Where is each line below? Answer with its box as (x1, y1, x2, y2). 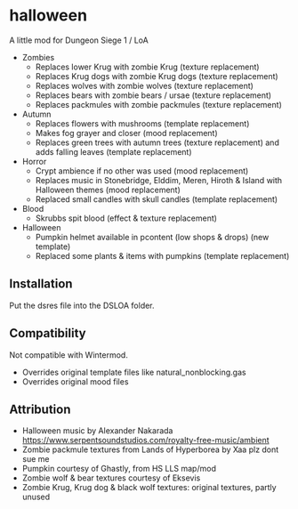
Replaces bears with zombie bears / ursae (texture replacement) (35, 90, 272, 101)
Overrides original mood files (21, 376, 129, 387)
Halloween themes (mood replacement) (35, 184, 181, 195)
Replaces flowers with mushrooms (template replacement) (35, 117, 250, 129)
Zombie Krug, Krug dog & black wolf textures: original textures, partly (21, 482, 278, 493)
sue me (21, 454, 50, 465)
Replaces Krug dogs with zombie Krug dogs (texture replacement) (35, 70, 278, 81)
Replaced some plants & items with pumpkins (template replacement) (35, 250, 290, 261)
